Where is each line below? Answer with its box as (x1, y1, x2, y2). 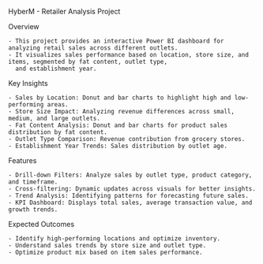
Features (8, 156, 37, 165)
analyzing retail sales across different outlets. (8, 44, 178, 52)
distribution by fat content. (8, 128, 108, 136)
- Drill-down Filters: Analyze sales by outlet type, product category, (8, 171, 253, 179)
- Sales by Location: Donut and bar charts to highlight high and (8, 94, 231, 102)
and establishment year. (15, 65, 97, 73)
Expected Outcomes (8, 220, 75, 229)
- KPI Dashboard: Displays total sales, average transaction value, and (8, 199, 253, 206)
